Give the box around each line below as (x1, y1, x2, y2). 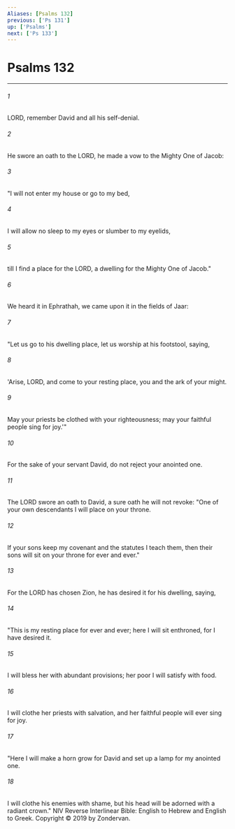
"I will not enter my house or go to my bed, (7, 189, 131, 197)
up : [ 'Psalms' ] (7, 23, 52, 30)
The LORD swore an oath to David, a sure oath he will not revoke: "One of (7, 498, 219, 506)
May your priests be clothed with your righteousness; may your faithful (7, 416, 212, 424)
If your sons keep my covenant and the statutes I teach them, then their (7, 543, 213, 551)
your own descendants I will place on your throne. (7, 505, 152, 514)
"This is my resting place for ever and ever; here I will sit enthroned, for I (7, 626, 215, 635)
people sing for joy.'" (7, 423, 67, 431)
